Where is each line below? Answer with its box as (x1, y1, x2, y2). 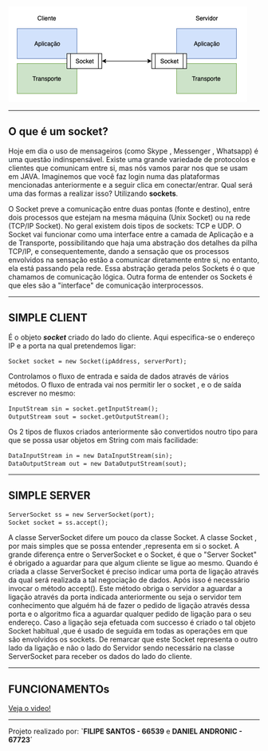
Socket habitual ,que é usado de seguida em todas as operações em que (8, 626, 248, 636)
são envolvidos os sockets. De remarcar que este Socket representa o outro (8, 634, 258, 645)
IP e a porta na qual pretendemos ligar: (8, 340, 136, 350)
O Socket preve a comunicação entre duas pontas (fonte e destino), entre (8, 204, 250, 213)
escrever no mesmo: (8, 388, 76, 398)
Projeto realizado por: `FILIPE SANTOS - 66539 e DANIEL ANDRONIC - (8, 726, 242, 737)
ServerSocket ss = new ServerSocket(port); (8, 511, 156, 519)
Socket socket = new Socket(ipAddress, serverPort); (8, 357, 187, 365)
